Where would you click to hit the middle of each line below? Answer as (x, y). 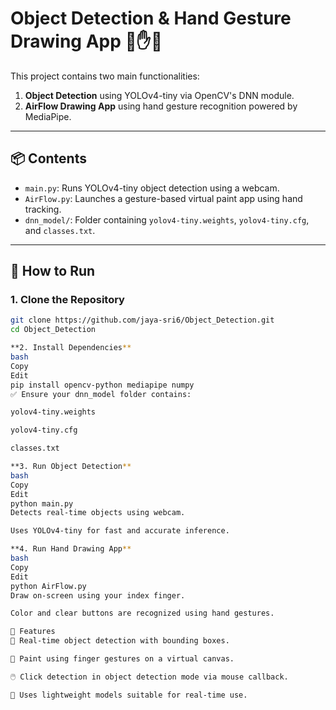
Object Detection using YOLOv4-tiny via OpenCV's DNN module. (159, 95)
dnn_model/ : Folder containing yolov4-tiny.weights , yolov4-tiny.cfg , (167, 219)
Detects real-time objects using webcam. (98, 513)
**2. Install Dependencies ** (71, 348)
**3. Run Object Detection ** (71, 467)
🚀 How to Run (53, 271)
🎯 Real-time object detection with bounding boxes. (120, 641)
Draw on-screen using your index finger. (98, 595)
